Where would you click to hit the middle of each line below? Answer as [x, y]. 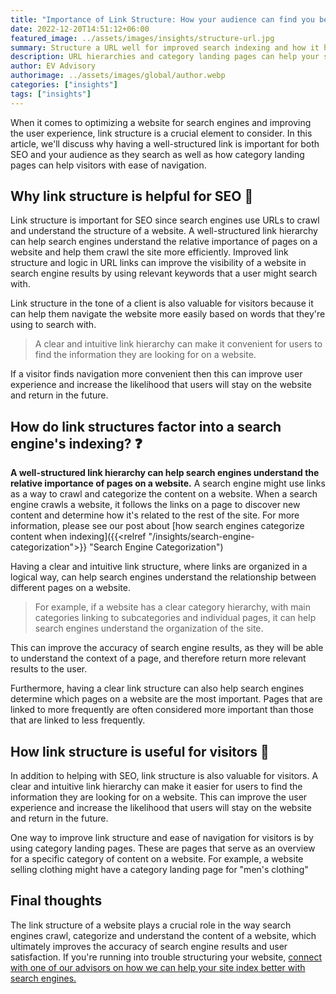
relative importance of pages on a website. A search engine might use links [168, 483]
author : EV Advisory [53, 66]
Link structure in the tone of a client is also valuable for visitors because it [162, 303]
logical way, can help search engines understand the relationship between [163, 577]
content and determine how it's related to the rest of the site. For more [155, 515]
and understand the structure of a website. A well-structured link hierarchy [164, 231]
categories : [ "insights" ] [64, 85]
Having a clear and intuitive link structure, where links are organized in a [159, 567]
